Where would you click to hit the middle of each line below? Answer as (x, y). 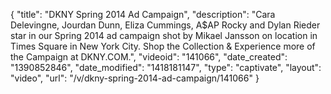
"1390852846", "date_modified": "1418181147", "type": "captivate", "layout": (166, 67)
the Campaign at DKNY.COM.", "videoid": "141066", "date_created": (149, 57)
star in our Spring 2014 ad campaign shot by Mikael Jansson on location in (164, 35)
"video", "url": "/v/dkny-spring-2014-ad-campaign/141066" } (135, 78)
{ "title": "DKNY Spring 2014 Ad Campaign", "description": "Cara (143, 14)
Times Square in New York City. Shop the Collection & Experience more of (163, 46)
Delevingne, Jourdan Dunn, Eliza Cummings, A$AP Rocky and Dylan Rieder (165, 25)
